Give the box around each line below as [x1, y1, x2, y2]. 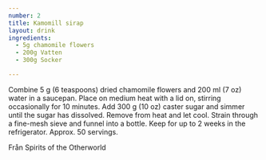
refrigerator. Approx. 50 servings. [8, 127, 118, 136]
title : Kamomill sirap [8, 19, 84, 27]
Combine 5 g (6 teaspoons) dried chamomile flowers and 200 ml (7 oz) [8, 84, 242, 94]
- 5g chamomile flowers [15, 41, 94, 49]
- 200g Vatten [15, 49, 62, 57]
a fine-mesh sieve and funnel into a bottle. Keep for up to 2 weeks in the [8, 119, 246, 128]
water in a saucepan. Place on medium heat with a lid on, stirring [8, 93, 221, 103]
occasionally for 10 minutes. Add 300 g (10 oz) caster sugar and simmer [8, 101, 245, 111]
